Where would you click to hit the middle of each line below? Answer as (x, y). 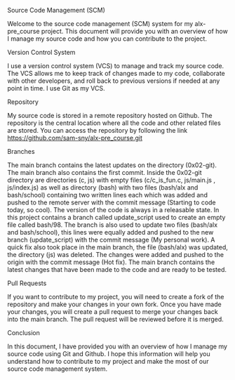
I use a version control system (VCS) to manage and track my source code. (116, 66)
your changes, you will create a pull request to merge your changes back (113, 312)
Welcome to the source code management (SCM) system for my (100, 24)
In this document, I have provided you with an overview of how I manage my (117, 346)
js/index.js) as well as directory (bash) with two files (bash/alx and (103, 188)
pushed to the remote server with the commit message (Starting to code (112, 202)
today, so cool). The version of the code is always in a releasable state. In (113, 210)
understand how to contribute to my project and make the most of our (108, 361)
